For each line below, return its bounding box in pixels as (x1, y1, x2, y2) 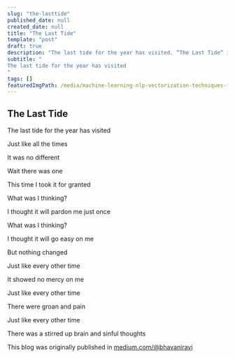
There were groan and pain (7, 302, 86, 311)
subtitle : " (7, 56, 42, 63)
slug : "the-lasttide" (7, 10, 71, 17)
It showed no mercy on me (7, 275, 84, 284)
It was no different (7, 153, 60, 162)
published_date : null (7, 17, 71, 24)
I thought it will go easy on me (7, 235, 94, 243)
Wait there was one (7, 167, 63, 176)
